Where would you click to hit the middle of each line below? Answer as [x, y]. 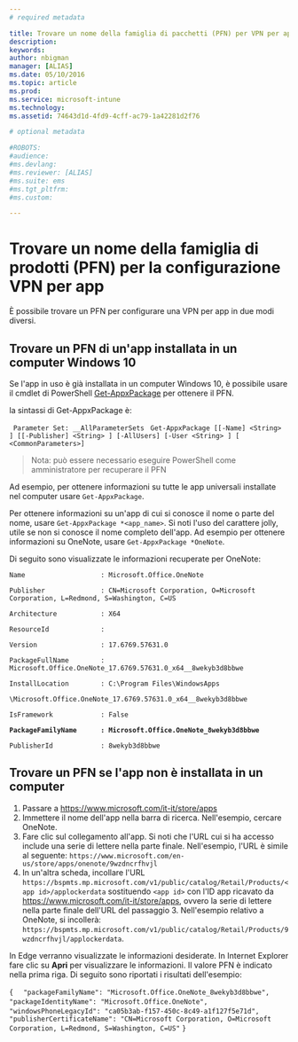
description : [33, 42]
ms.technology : [37, 107]
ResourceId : [57, 630]
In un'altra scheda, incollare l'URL [83, 872]
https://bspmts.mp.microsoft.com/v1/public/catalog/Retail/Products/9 [155, 929]
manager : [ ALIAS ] [41, 67]
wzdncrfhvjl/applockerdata [72, 939]
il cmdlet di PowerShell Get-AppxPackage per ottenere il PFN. [122, 393]
